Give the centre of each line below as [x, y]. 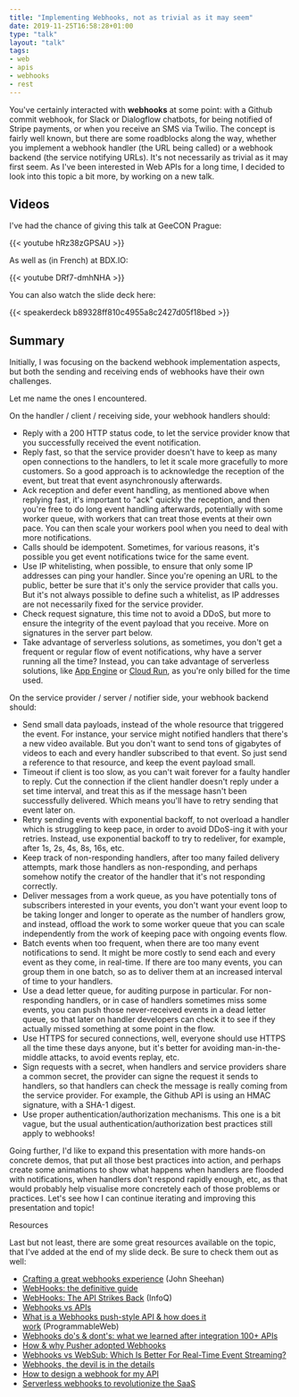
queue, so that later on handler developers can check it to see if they [149, 1019]
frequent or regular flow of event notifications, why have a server [142, 652]
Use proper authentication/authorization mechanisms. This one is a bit [151, 1114]
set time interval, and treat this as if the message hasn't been [134, 791]
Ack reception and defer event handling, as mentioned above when [145, 490]
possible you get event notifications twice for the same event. [136, 557]
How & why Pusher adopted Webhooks [94, 1346]
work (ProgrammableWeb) [71, 1326]
